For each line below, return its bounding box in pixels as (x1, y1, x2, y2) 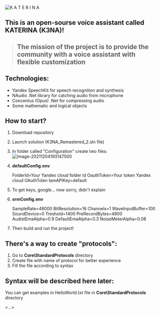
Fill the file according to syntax (12, 263, 73, 269)
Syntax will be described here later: (5, 277, 114, 285)
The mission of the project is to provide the (16, 43, 149, 51)
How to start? (5, 116, 47, 125)
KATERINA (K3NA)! (5, 26, 64, 34)
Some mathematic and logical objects (12, 102, 87, 109)
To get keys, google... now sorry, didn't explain (12, 187, 105, 193)
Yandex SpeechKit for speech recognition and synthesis (12, 87, 124, 93)
